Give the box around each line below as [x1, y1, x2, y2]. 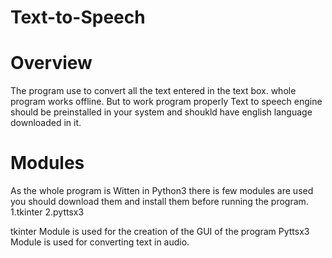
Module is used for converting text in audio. [10, 236, 190, 248]
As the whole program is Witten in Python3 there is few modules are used [10, 185, 314, 197]
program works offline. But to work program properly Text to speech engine [10, 96, 323, 108]
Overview [10, 52, 93, 75]
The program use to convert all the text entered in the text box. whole [10, 85, 297, 97]
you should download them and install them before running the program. [10, 196, 309, 208]
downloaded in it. [10, 117, 82, 129]
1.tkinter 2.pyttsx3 [10, 206, 85, 218]
